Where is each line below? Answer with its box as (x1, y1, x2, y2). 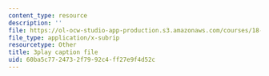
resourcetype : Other (8, 41, 78, 49)
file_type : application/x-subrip (8, 33, 120, 42)
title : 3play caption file (8, 48, 98, 56)
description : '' (8, 19, 62, 27)
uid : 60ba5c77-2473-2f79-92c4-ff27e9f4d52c (8, 56, 156, 64)
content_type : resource (8, 11, 88, 20)
